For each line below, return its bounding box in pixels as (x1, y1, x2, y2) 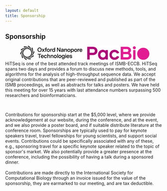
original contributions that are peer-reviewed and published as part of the (5, 77, 156, 83)
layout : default (5, 8, 39, 13)
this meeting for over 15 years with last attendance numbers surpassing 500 (5, 87, 161, 93)
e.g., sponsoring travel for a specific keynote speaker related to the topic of (5, 143, 160, 149)
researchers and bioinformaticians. (5, 93, 77, 98)
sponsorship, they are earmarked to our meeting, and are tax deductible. (5, 181, 154, 187)
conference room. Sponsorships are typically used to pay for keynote (5, 127, 147, 134)
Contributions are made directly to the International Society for (5, 170, 133, 176)
